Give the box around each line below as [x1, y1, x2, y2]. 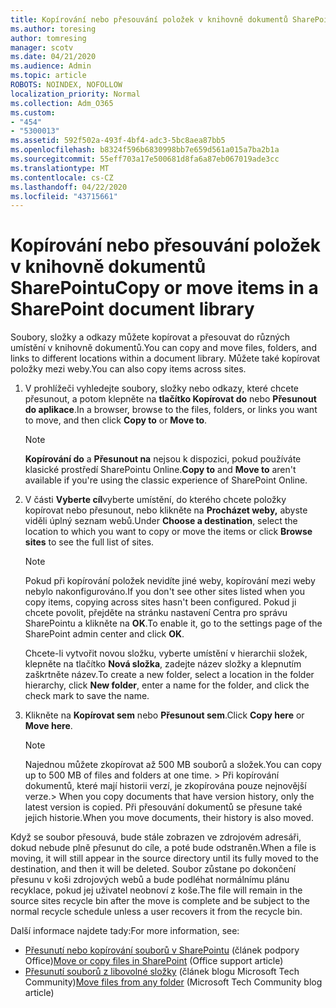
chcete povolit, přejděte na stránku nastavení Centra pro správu [24, 607, 288, 619]
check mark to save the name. [24, 690, 150, 702]
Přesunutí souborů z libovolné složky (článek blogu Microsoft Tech [24, 966, 300, 978]
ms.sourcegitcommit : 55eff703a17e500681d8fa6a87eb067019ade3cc [10, 154, 280, 164]
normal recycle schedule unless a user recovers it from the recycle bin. [10, 906, 303, 918]
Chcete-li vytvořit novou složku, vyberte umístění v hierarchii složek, [24, 647, 308, 660]
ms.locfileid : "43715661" [10, 191, 118, 201]
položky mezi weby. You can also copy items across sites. [10, 363, 247, 375]
